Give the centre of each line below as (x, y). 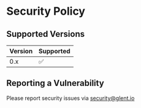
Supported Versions (45, 34)
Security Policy (46, 11)
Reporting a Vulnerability (55, 83)
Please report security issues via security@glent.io (70, 98)
